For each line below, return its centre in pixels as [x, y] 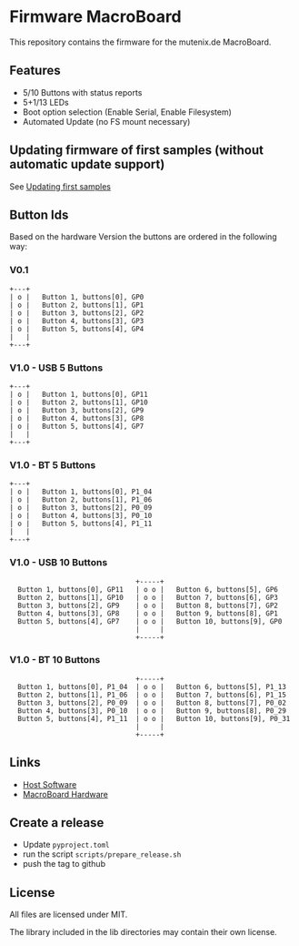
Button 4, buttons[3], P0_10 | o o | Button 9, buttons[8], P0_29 [152, 711]
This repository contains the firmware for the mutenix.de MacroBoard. [140, 42]
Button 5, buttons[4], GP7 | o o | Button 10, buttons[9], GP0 [150, 621]
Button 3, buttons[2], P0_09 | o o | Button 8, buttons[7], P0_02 [152, 703]
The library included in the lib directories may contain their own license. [143, 932]
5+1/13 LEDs [46, 102]
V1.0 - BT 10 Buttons [55, 660]
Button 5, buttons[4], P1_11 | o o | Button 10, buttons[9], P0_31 [154, 718]
